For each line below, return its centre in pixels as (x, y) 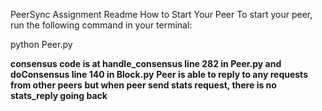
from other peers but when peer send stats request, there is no (143, 85)
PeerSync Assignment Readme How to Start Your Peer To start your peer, (161, 14)
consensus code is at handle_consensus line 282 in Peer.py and (146, 63)
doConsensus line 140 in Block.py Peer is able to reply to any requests (159, 74)
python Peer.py (41, 44)
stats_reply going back (59, 95)
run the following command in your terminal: (101, 25)
